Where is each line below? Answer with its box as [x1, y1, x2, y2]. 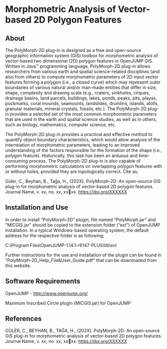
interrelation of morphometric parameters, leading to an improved [5, 142, 140, 148]
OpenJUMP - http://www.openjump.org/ [5, 290, 88, 296]
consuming [5, 158, 28, 163]
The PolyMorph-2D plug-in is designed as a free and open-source [5, 47, 141, 53]
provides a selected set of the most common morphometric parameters [9, 111, 157, 117]
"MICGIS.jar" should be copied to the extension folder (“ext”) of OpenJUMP [5, 221, 161, 228]
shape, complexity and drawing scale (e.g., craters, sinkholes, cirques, [5, 90, 151, 95]
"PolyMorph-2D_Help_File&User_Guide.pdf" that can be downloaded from [5, 257, 157, 263]
